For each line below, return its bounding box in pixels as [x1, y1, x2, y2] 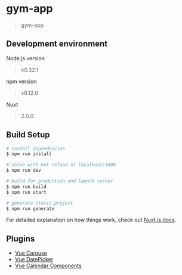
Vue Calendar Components [14, 262, 82, 270]
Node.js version [6, 54, 45, 61]
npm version [6, 78, 37, 85]
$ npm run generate [6, 205, 55, 212]
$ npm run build [6, 184, 47, 190]
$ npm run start [6, 189, 47, 195]
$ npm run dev [6, 168, 42, 174]
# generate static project [6, 200, 73, 206]
